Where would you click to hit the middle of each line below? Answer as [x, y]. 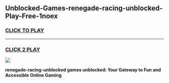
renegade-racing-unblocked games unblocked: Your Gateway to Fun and [83, 69]
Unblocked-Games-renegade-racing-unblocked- [84, 8]
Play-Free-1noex [31, 16]
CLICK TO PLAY [25, 31]
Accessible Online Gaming [33, 75]
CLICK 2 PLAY [23, 49]
